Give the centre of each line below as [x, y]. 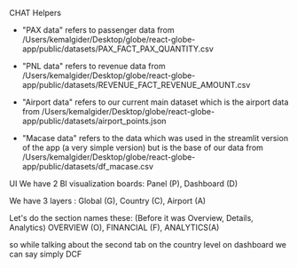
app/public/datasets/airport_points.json [94, 121]
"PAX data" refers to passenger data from [98, 30]
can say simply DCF [46, 254]
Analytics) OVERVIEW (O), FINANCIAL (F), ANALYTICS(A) [114, 227]
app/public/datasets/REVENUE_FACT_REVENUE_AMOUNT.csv [136, 85]
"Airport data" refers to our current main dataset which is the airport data [155, 102]
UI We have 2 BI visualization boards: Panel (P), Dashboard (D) [124, 184]
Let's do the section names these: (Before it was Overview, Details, [132, 218]
